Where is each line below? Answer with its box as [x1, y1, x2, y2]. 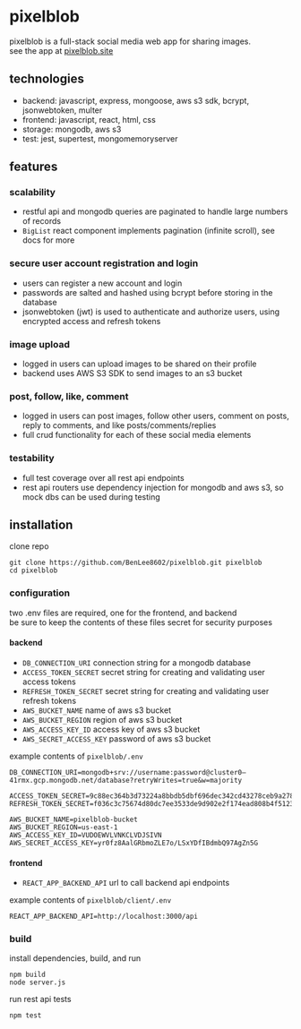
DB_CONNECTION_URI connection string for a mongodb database [21, 656, 251, 668]
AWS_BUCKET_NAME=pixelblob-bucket [9, 815, 139, 824]
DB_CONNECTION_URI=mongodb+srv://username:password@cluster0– [9, 767, 246, 776]
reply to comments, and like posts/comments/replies [21, 420, 217, 431]
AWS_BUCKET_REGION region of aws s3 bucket [21, 714, 183, 725]
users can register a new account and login [21, 278, 183, 288]
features [9, 159, 58, 175]
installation [9, 518, 73, 533]
